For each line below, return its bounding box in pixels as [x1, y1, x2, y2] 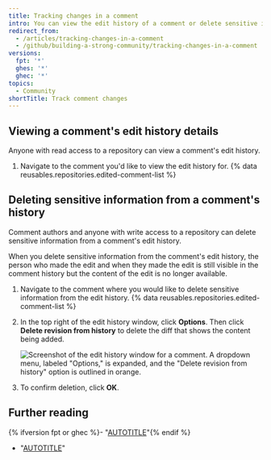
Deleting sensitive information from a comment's [8, 193, 261, 207]
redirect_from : [8, 27, 60, 35]
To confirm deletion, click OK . [19, 383, 119, 392]
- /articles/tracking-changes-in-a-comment [15, 34, 164, 43]
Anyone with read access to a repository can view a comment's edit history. [8, 146, 261, 156]
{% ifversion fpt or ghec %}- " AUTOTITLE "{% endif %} [8, 427, 191, 437]
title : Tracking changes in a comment [8, 11, 139, 20]
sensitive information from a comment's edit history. [8, 236, 181, 245]
